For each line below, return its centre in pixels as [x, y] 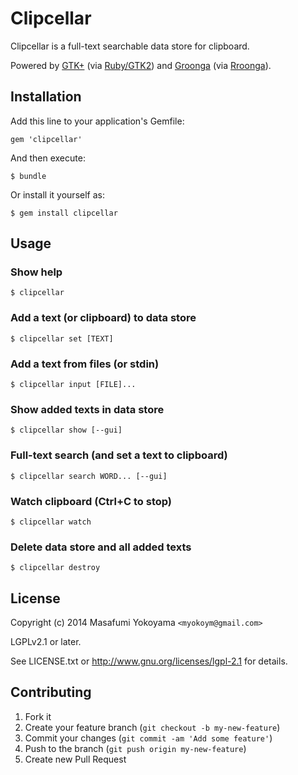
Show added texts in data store [87, 409]
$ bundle [28, 176]
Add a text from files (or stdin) [85, 364]
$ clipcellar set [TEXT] [62, 338]
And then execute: [48, 158]
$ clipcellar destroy [55, 568]
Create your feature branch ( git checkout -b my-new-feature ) [152, 727]
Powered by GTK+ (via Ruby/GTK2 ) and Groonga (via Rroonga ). [141, 65]
